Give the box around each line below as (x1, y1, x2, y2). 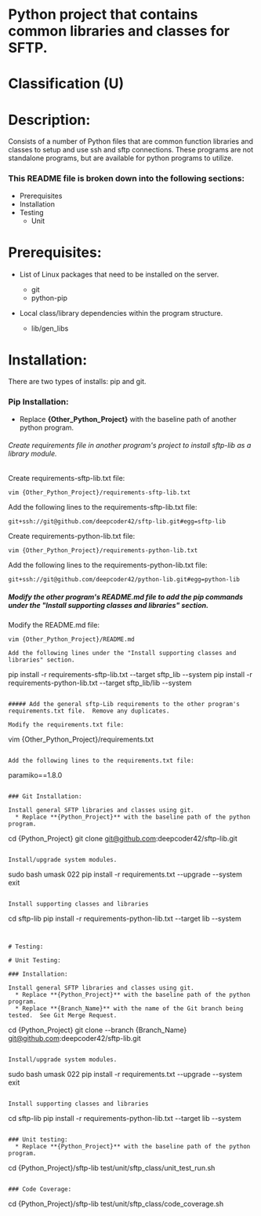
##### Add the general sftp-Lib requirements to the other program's (8, 700, 241, 708)
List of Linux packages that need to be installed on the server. (19, 269, 219, 279)
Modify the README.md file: (8, 620, 100, 629)
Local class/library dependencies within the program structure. (19, 308, 223, 317)
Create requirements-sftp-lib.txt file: (8, 473, 125, 482)
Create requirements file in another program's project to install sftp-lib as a (8, 441, 252, 450)
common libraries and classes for (8, 22, 230, 40)
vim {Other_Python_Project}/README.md (8, 635, 135, 643)
